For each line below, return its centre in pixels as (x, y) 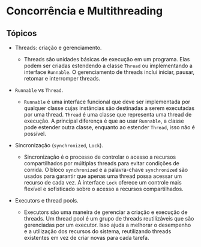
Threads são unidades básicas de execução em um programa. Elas (107, 59)
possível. (35, 134)
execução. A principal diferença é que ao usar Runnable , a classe (104, 121)
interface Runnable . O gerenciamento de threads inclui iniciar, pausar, (109, 72)
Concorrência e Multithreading (85, 11)
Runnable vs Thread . (39, 90)
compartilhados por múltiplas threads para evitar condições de (102, 163)
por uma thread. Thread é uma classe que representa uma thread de (108, 114)
